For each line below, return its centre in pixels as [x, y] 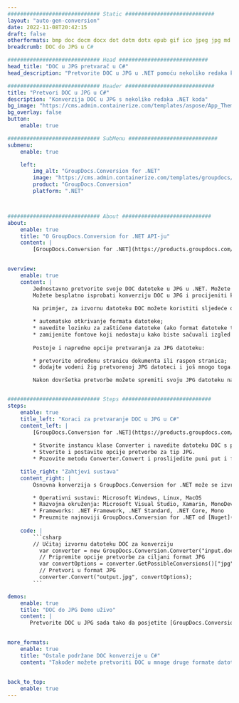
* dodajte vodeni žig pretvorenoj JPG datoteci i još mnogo [124, 367]
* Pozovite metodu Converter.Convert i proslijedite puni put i [130, 459]
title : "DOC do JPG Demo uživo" [68, 610]
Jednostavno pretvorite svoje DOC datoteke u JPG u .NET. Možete [132, 289]
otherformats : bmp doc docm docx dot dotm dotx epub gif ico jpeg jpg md [119, 41]
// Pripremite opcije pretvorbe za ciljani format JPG [122, 557]
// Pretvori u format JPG [77, 571]
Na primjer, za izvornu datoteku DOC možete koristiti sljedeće [130, 309]
